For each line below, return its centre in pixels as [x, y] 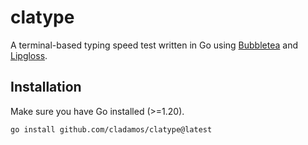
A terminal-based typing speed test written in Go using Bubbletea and [154, 45]
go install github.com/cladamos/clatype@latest [111, 129]
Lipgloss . [29, 55]
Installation [46, 87]
